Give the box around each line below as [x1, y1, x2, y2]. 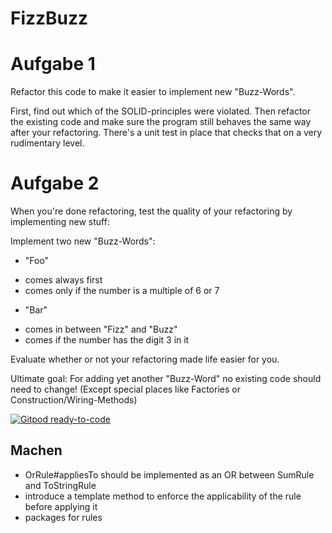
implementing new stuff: [10, 216, 110, 228]
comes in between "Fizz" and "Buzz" [24, 323, 178, 336]
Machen [10, 442, 63, 459]
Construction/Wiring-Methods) [10, 394, 138, 406]
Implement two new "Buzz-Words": [10, 235, 156, 247]
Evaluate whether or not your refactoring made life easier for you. [10, 353, 280, 366]
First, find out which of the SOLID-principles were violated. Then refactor [10, 105, 311, 117]
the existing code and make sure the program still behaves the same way [10, 116, 312, 128]
